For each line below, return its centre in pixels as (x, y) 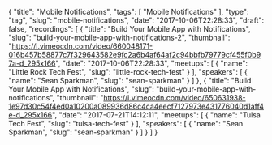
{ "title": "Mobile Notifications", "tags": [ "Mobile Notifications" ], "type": (129, 12)
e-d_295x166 (30, 115)
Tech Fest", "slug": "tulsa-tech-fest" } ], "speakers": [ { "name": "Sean (126, 124)
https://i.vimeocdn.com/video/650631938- (175, 98)
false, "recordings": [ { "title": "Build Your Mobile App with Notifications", (130, 29)
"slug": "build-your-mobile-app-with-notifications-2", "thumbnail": (119, 37)
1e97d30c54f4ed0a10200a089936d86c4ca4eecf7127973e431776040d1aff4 (136, 106)
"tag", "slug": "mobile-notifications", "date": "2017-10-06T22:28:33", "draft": (136, 20)
